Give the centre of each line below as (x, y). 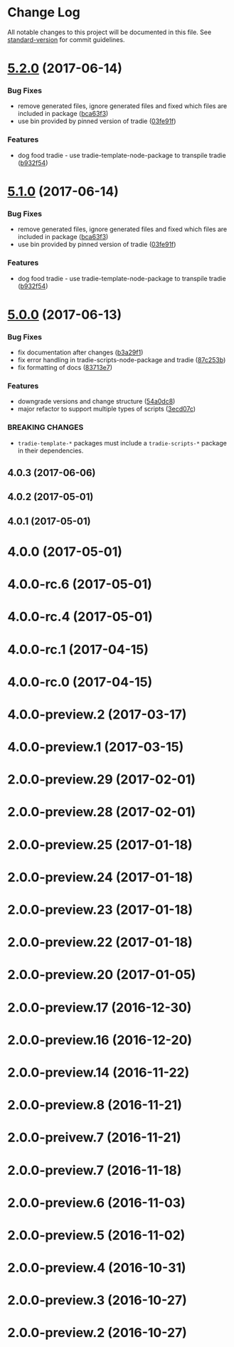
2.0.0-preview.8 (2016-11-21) (95, 1105)
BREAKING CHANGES (46, 428)
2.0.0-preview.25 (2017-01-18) (100, 845)
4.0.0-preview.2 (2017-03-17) (97, 714)
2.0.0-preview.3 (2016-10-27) (97, 1300)
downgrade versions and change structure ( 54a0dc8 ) (96, 401)
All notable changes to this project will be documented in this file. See (110, 32)
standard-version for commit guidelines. (66, 39)
